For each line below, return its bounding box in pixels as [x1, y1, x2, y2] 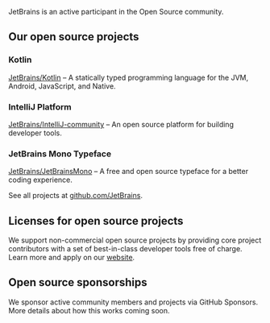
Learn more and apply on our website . [8, 253, 135, 263]
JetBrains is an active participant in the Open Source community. [8, 7, 224, 16]
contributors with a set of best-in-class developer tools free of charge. [8, 244, 243, 254]
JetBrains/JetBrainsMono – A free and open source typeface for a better [8, 167, 248, 176]
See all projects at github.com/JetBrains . [8, 191, 143, 201]
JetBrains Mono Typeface [8, 148, 111, 159]
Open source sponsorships [8, 275, 147, 289]
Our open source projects [8, 30, 139, 43]
